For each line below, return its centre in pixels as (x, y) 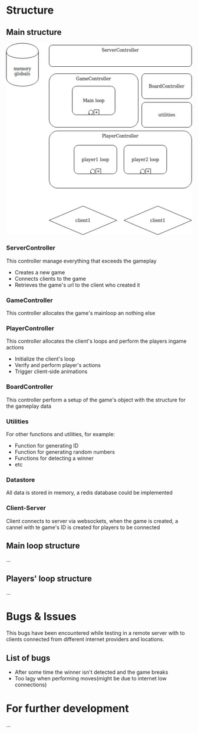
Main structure (34, 32)
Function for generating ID (47, 445)
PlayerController (30, 329)
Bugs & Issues (41, 617)
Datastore (21, 479)
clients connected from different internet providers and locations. (85, 640)
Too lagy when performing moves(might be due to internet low (90, 678)
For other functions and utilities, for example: (60, 434)
